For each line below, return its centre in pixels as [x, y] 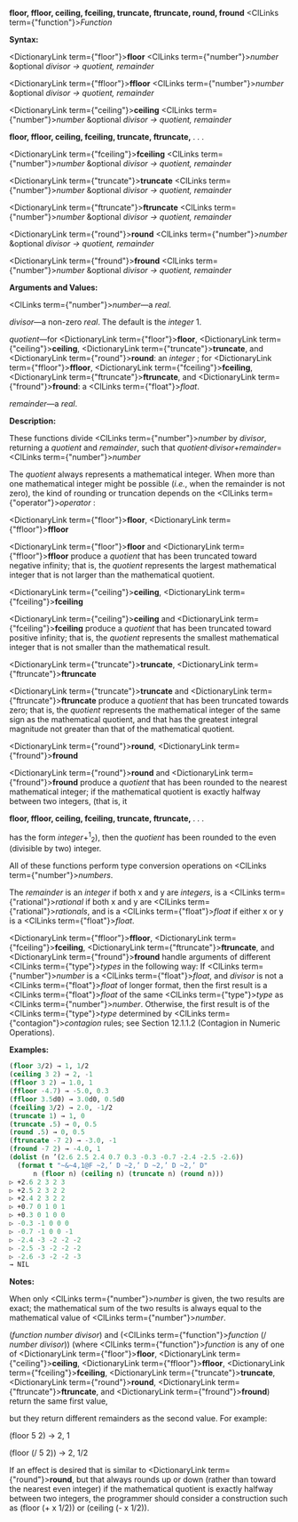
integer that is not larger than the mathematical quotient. [112, 575]
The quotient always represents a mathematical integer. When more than [142, 474]
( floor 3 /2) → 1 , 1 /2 [49, 1067]
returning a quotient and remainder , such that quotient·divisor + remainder [143, 447]
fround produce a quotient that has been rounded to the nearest [169, 782]
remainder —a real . [43, 403]
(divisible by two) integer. [55, 849]
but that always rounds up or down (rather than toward [176, 1479]
